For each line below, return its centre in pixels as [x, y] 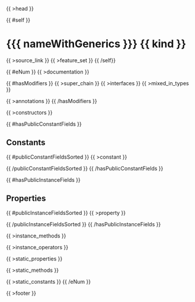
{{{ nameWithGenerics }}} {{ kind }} [96, 44]
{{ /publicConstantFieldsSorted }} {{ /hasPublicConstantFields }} [85, 168]
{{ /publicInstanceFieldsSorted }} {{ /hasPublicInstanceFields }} [84, 224]
